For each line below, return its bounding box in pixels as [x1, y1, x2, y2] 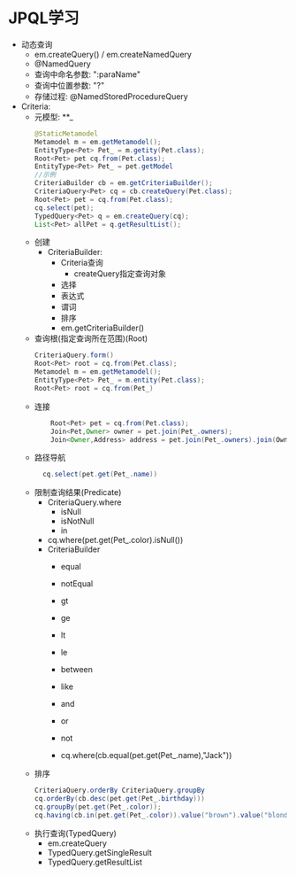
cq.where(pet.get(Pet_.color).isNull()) [47, 535, 184, 546]
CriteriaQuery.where [47, 497, 122, 508]
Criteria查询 [60, 258, 103, 268]
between [60, 664, 94, 675]
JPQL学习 [8, 8, 80, 28]
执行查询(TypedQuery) [34, 827, 117, 838]
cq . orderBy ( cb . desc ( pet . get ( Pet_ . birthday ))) [34, 795, 205, 803]
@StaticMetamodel [34, 129, 99, 138]
